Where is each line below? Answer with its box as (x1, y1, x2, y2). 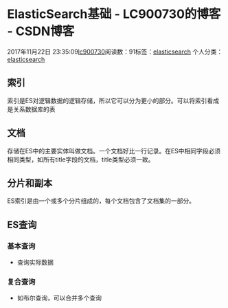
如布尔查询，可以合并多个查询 (16, 294, 102, 302)
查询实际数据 (16, 258, 54, 267)
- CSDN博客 (7, 23, 75, 39)
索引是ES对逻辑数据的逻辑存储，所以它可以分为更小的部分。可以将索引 (7, 96, 207, 104)
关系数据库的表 (12, 104, 56, 113)
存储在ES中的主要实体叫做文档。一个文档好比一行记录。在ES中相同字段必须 (7, 146, 221, 155)
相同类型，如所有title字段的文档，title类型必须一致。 (7, 155, 155, 164)
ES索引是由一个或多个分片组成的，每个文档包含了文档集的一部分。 (7, 197, 196, 205)
